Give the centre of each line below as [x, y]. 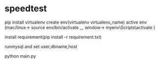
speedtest [26, 9]
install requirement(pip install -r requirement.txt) [53, 37]
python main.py [20, 56]
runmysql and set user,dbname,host [41, 46]
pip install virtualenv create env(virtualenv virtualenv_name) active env [76, 22]
